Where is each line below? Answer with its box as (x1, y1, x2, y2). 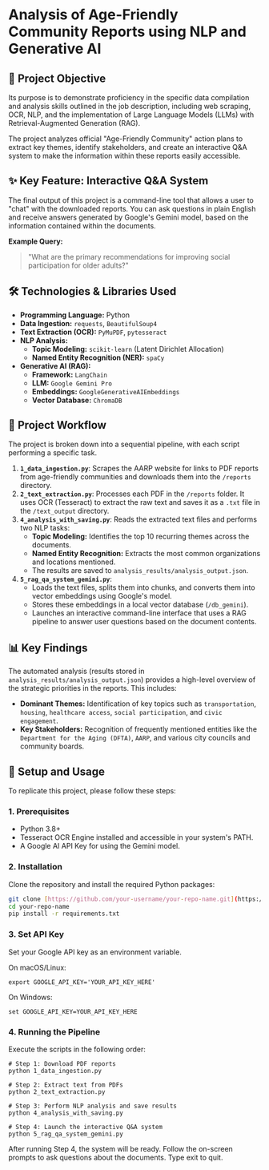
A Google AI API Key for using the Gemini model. (19, 841, 180, 851)
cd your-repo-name (8, 902, 70, 910)
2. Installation (8, 861, 62, 873)
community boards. (19, 741, 85, 751)
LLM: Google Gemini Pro (31, 378, 112, 388)
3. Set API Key (8, 929, 65, 940)
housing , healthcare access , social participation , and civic (19, 708, 223, 717)
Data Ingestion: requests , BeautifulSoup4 (19, 318, 158, 328)
